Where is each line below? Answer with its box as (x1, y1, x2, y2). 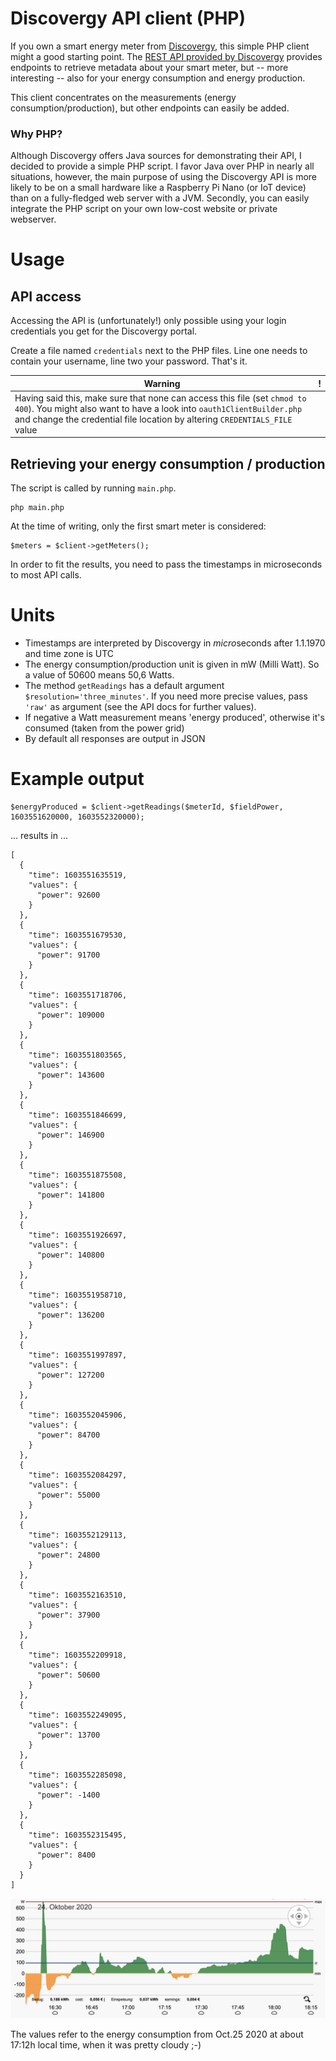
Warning (143, 377, 181, 389)
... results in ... (10, 830, 68, 842)
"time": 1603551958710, (28, 1290, 128, 1301)
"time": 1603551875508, (28, 1170, 128, 1181)
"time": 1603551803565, (28, 1050, 128, 1061)
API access (10, 288, 82, 305)
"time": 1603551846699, (28, 1110, 128, 1121)
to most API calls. (10, 569, 82, 581)
